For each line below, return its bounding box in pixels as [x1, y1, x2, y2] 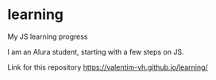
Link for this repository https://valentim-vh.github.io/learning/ [7, 62, 208, 72]
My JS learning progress [7, 32, 88, 41]
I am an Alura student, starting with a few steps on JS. [7, 47, 184, 56]
